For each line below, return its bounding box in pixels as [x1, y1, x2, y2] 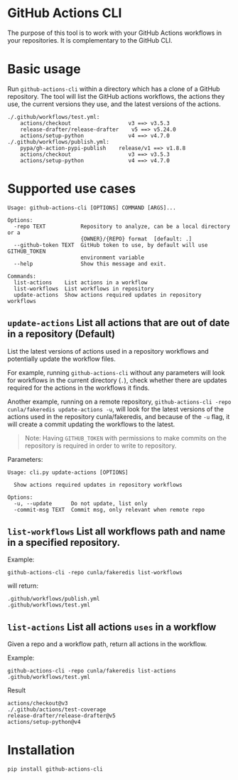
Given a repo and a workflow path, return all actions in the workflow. [7, 640, 207, 648]
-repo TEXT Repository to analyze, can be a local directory [13, 223, 231, 230]
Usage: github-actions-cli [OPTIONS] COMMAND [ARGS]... [7, 204, 176, 211]
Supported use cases [7, 181, 136, 197]
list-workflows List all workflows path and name [7, 525, 226, 538]
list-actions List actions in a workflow [13, 279, 148, 286]
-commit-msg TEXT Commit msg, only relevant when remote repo [13, 506, 205, 513]
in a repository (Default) [7, 328, 116, 340]
